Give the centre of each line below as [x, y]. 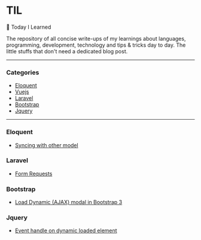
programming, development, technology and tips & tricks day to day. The [96, 45]
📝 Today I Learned [29, 27]
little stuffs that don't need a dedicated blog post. [67, 51]
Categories [23, 72]
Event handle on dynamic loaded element [66, 230]
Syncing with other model [47, 145]
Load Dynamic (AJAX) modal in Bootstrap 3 [68, 202]
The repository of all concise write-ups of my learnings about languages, [96, 38]
